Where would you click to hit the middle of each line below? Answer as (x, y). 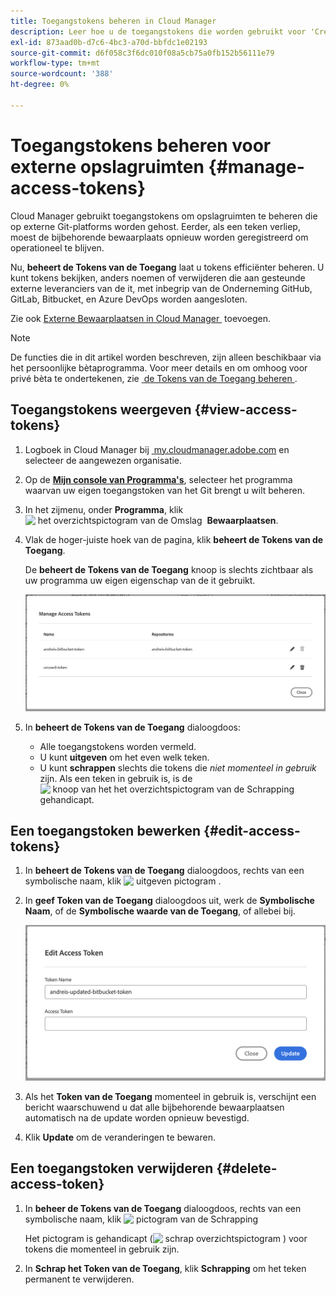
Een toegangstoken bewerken (106, 831)
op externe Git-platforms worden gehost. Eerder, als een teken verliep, (155, 226)
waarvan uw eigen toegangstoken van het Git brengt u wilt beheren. (164, 490)
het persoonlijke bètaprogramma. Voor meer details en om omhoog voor (159, 367)
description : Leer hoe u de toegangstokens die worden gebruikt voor (158, 31)
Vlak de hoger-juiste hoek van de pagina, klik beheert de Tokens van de (174, 539)
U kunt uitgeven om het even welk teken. (124, 757)
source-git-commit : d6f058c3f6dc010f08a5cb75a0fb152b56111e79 (142, 53)
